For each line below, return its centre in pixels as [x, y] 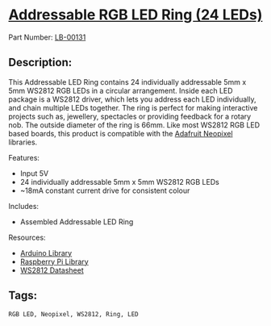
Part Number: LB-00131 [47, 37]
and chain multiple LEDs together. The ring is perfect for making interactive [133, 107]
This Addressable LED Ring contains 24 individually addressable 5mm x [127, 81]
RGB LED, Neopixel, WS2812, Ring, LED [73, 314]
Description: [40, 63]
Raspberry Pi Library [54, 261]
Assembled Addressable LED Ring [77, 222]
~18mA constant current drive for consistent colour [105, 190]
